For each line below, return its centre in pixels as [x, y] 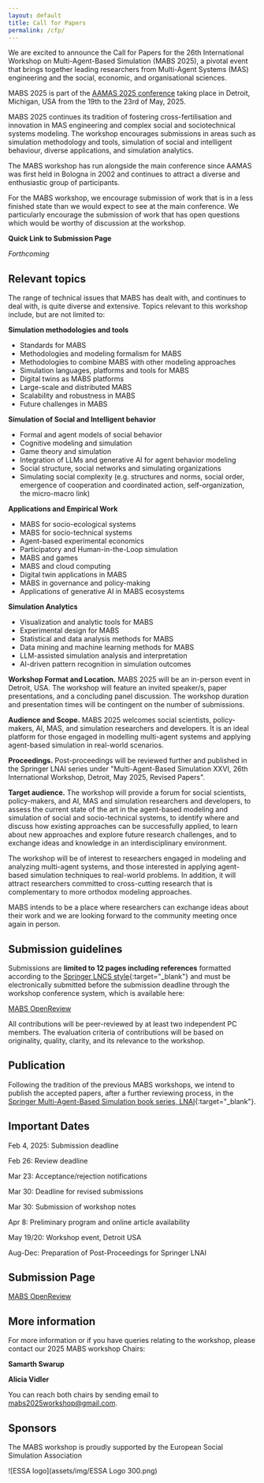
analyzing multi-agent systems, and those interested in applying [112, 867]
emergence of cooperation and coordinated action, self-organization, [132, 485]
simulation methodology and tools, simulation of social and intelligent [120, 142]
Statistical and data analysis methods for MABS [97, 639]
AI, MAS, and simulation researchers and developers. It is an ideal [143, 728]
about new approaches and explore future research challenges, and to [123, 834]
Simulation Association [45, 1455]
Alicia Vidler [29, 1379]
